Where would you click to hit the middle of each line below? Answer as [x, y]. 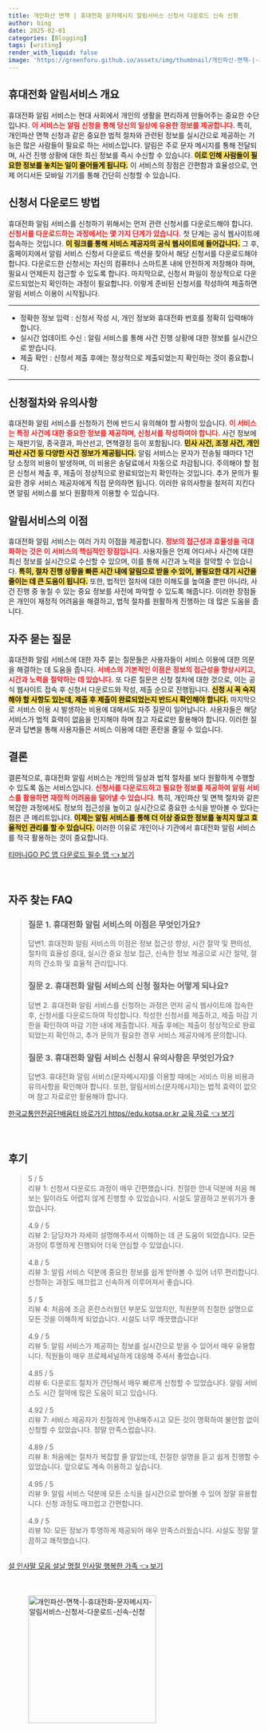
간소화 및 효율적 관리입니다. [85, 963]
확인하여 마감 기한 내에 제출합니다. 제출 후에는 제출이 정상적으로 [142, 1025]
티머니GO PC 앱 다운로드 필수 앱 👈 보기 [71, 854]
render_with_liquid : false [53, 53]
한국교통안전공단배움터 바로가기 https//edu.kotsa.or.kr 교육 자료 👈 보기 [121, 1113]
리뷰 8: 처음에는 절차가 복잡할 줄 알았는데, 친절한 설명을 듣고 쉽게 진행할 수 [144, 1456]
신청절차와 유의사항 [53, 403]
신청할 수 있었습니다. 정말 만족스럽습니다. [92, 1429]
